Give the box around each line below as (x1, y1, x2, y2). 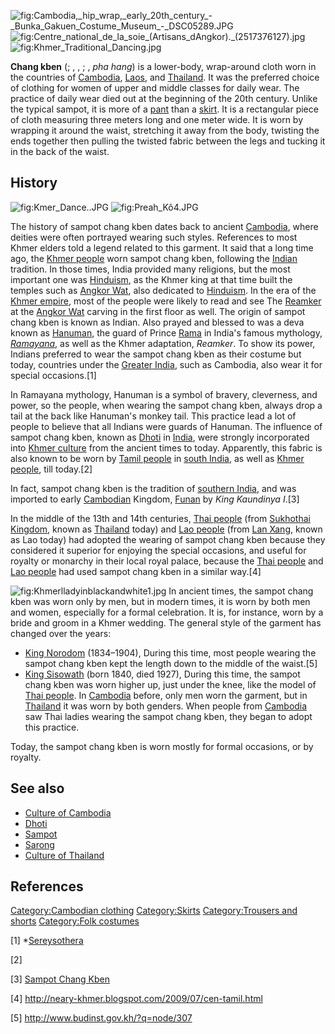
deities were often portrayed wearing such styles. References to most (10, 231, 298, 243)
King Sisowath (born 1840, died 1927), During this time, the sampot (24, 668, 301, 680)
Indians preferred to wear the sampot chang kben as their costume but (10, 348, 302, 360)
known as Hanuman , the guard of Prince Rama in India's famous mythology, (10, 326, 323, 339)
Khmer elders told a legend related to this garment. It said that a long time (10, 241, 314, 254)
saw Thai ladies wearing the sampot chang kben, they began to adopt (24, 710, 313, 722)
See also (10, 780, 65, 797)
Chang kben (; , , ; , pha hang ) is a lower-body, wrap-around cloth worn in (10, 61, 317, 72)
